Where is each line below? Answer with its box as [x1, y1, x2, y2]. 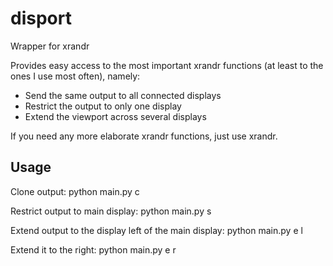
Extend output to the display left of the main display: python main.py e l [10, 224, 303, 236]
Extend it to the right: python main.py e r [10, 243, 177, 256]
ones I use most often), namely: [10, 70, 141, 82]
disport [10, 7, 72, 30]
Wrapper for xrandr [10, 40, 90, 52]
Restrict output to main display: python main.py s [10, 205, 212, 217]
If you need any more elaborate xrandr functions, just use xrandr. [10, 130, 278, 142]
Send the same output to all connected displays [24, 89, 222, 101]
